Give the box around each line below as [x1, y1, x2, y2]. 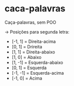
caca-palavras [4, 3, 66, 14]
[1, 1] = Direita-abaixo [11, 49, 55, 55]
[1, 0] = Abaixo [11, 54, 41, 60]
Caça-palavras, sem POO [4, 19, 56, 25]
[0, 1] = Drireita [11, 43, 42, 49]
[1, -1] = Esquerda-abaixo [11, 59, 64, 65]
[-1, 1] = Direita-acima [11, 38, 56, 44]
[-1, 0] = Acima [11, 75, 42, 81]
